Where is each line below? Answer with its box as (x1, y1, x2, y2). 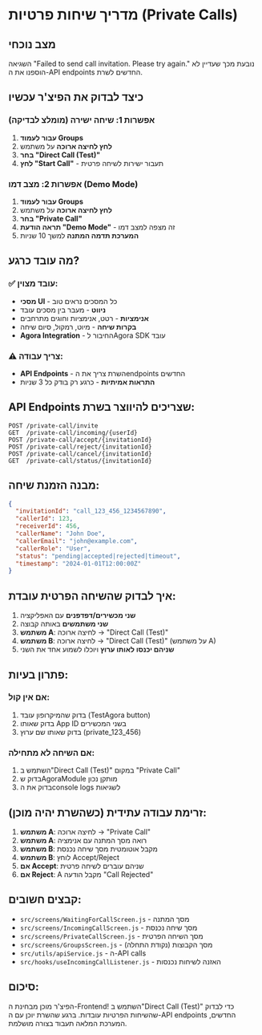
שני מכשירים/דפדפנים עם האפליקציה (19, 611, 136, 620)
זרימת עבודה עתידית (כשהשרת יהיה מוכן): (8, 806, 207, 819)
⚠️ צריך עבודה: (8, 351, 64, 362)
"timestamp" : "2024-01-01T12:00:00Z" (15, 559, 142, 567)
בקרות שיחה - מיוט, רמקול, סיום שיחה (19, 322, 137, 331)
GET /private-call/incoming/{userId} (8, 428, 138, 436)
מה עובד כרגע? (8, 254, 80, 268)
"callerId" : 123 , (15, 515, 74, 523)
